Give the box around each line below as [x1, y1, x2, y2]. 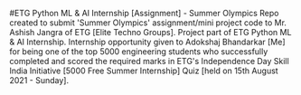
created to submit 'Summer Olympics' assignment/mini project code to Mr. [9, 17, 287, 28]
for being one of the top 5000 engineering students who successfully [9, 46, 268, 57]
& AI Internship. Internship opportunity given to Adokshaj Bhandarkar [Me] [9, 36, 287, 47]
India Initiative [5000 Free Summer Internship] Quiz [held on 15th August [9, 65, 278, 76]
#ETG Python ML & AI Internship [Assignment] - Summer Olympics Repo [9, 8, 279, 18]
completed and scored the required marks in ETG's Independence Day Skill [9, 56, 289, 66]
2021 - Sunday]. [9, 75, 70, 85]
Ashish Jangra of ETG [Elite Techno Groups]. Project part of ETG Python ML [9, 27, 292, 37]
